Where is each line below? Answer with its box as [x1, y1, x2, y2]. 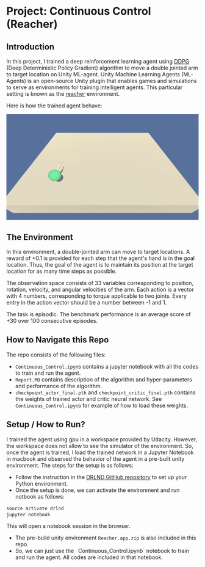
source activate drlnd [6, 505, 64, 511]
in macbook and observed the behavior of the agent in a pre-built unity [6, 455, 185, 462]
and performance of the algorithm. [15, 382, 103, 389]
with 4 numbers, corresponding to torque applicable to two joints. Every [6, 292, 187, 300]
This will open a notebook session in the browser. [6, 522, 131, 529]
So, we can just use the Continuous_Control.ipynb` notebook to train [15, 547, 190, 554]
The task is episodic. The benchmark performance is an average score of [6, 310, 191, 318]
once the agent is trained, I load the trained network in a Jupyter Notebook [6, 449, 194, 456]
